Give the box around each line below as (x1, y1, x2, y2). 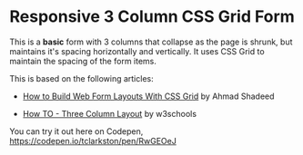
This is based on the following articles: (9, 73, 154, 83)
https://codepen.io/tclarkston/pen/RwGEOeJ (9, 135, 177, 146)
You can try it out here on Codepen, (9, 125, 144, 137)
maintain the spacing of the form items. (9, 55, 157, 66)
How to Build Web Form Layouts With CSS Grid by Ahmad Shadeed (22, 91, 275, 102)
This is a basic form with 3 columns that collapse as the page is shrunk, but (9, 36, 293, 47)
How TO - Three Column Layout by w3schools (22, 108, 197, 119)
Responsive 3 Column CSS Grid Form (9, 6, 296, 27)
